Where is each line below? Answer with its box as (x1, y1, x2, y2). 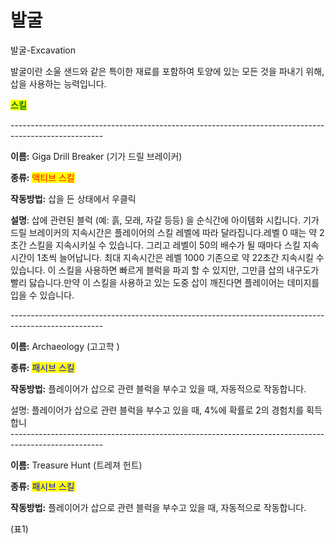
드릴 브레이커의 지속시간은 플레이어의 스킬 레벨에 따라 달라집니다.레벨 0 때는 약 (10, 226, 318, 238)
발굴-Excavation (10, 44, 77, 56)
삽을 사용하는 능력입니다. (10, 77, 107, 90)
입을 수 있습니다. (10, 289, 75, 301)
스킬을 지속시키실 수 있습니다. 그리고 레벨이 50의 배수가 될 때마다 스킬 (28, 239, 301, 251)
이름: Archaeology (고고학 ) (10, 340, 120, 352)
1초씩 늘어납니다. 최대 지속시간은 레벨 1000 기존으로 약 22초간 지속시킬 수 (36, 251, 325, 263)
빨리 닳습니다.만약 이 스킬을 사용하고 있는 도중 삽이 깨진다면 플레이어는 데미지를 (10, 276, 320, 288)
